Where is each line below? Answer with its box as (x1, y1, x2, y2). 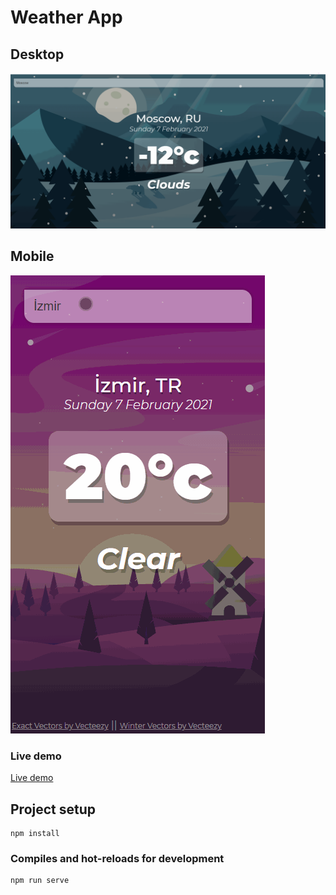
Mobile (10, 248, 55, 265)
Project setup (10, 801, 97, 818)
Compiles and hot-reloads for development (10, 851, 225, 865)
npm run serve (10, 876, 70, 886)
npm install (10, 828, 60, 838)
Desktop (10, 46, 65, 63)
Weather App (10, 6, 123, 29)
